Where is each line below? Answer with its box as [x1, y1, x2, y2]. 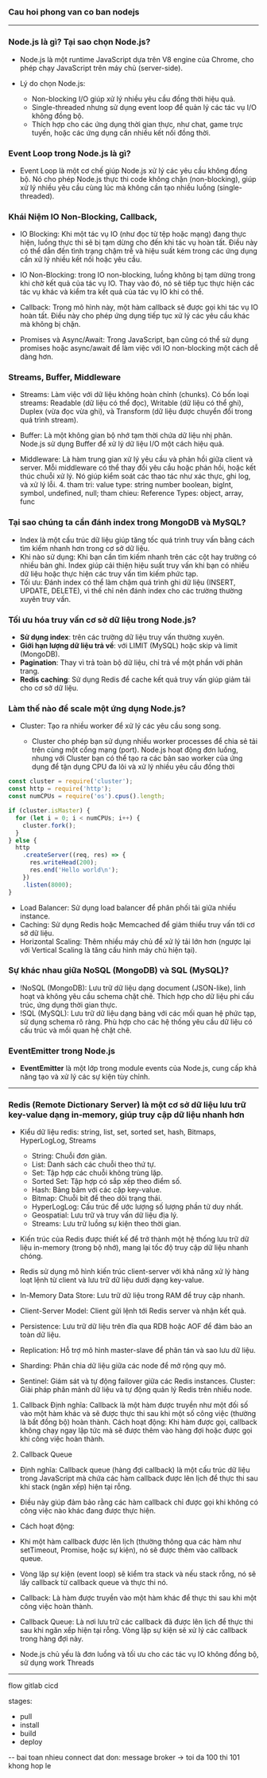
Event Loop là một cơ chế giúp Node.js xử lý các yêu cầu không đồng [19, 166, 248, 175]
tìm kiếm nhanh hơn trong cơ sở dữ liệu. [19, 543, 150, 553]
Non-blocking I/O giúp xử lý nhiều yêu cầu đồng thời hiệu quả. [31, 94, 236, 104]
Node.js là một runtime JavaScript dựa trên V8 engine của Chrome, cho [19, 54, 254, 64]
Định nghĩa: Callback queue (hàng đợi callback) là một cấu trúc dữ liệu [19, 1465, 250, 1475]
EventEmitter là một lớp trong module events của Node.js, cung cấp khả [19, 1064, 257, 1073]
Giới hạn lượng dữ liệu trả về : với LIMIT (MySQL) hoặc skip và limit [19, 641, 238, 651]
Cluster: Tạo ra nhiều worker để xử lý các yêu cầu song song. [19, 721, 221, 731]
